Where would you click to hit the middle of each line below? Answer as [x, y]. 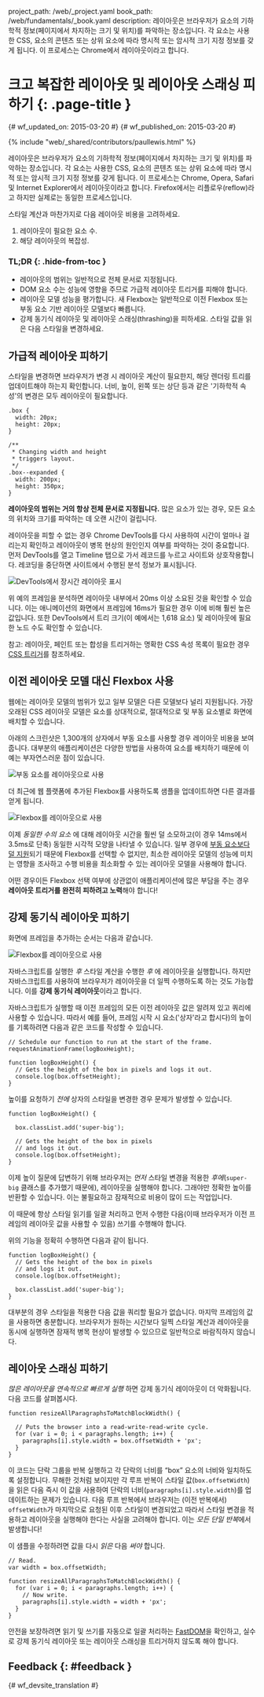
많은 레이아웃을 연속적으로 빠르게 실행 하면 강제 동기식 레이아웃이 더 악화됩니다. [130, 1389]
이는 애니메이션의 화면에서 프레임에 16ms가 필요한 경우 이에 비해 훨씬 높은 [138, 608]
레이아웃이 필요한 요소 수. [59, 230]
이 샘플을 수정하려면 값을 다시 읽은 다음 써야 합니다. [86, 1546]
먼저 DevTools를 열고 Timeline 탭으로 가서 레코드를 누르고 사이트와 [111, 555]
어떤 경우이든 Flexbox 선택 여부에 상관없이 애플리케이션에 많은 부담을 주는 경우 [129, 880]
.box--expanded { [37, 473]
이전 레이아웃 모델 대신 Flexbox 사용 [91, 682]
